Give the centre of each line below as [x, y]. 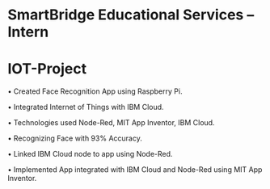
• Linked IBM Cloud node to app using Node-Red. [90, 154]
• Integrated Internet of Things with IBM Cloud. [86, 107]
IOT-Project [47, 69]
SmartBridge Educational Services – [131, 15]
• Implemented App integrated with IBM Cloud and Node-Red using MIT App [135, 170]
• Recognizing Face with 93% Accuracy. [75, 138]
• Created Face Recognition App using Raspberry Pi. [95, 91]
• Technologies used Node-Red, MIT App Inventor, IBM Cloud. [111, 123]
